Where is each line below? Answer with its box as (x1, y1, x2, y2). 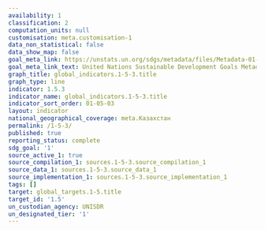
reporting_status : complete (8, 136, 101, 145)
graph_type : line (8, 77, 65, 85)
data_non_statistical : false (8, 41, 104, 49)
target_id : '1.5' (8, 195, 65, 203)
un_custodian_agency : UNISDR (8, 202, 104, 210)
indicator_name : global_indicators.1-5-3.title (8, 92, 168, 100)
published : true (8, 129, 62, 137)
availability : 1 (8, 11, 62, 20)
